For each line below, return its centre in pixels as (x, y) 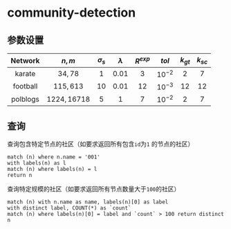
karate (25, 73)
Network (25, 60)
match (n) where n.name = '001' (54, 157)
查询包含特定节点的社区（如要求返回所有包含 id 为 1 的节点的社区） (101, 144)
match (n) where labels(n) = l (52, 170)
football (25, 86)
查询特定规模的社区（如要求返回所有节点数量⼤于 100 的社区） (94, 189)
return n (20, 175)
